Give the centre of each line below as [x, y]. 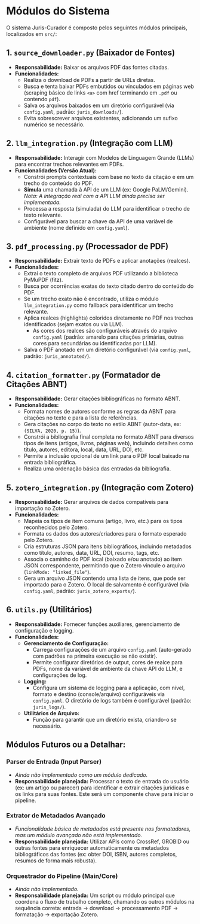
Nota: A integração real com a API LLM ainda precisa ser [94, 196]
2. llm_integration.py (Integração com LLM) [90, 143]
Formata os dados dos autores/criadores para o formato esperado [105, 534]
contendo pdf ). [42, 99]
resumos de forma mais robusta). [56, 861]
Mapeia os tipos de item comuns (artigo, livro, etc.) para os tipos [103, 521]
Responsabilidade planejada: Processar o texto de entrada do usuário [102, 781]
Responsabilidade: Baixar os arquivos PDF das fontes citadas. [92, 67]
